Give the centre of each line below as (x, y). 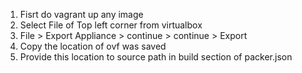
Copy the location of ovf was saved (93, 46)
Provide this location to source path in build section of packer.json (156, 57)
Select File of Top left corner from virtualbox (111, 25)
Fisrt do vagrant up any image (81, 14)
